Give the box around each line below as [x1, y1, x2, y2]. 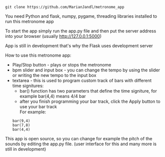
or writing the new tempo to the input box [12, 72, 97, 78]
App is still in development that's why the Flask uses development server [5, 43, 153, 49]
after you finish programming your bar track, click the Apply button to [19, 98, 161, 104]
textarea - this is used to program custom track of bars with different [12, 78, 152, 83]
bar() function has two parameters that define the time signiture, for [19, 88, 157, 94]
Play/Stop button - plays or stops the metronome [12, 62, 112, 67]
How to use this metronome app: [5, 52, 71, 58]
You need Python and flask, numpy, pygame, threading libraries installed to [5, 13, 158, 19]
